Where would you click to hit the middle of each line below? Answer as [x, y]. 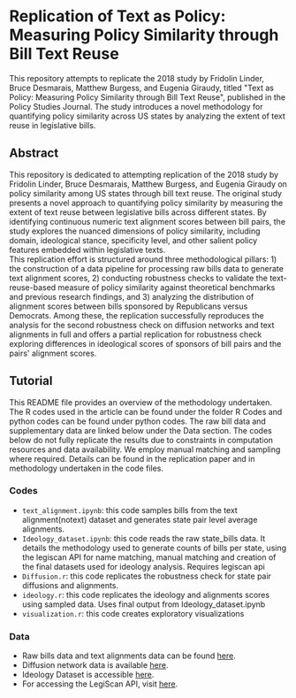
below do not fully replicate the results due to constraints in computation [141, 440]
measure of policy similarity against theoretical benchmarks [167, 287]
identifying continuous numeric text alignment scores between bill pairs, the [147, 221]
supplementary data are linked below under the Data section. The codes [140, 430]
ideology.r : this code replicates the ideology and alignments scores [146, 594]
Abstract [34, 153]
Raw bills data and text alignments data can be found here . [129, 656]
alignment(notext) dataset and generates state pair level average [140, 519]
